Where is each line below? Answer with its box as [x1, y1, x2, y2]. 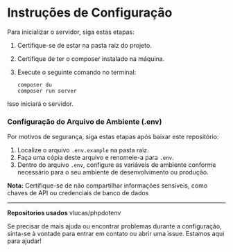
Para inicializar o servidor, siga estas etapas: [7, 28, 135, 36]
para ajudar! [7, 237, 42, 245]
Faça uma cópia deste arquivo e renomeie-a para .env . [17, 154, 175, 162]
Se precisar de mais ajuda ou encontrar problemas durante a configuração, [7, 222, 222, 231]
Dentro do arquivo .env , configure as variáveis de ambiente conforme [17, 161, 216, 169]
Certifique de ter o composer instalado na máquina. [17, 54, 165, 63]
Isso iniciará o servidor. [7, 99, 74, 108]
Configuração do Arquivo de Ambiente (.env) [7, 116, 162, 126]
